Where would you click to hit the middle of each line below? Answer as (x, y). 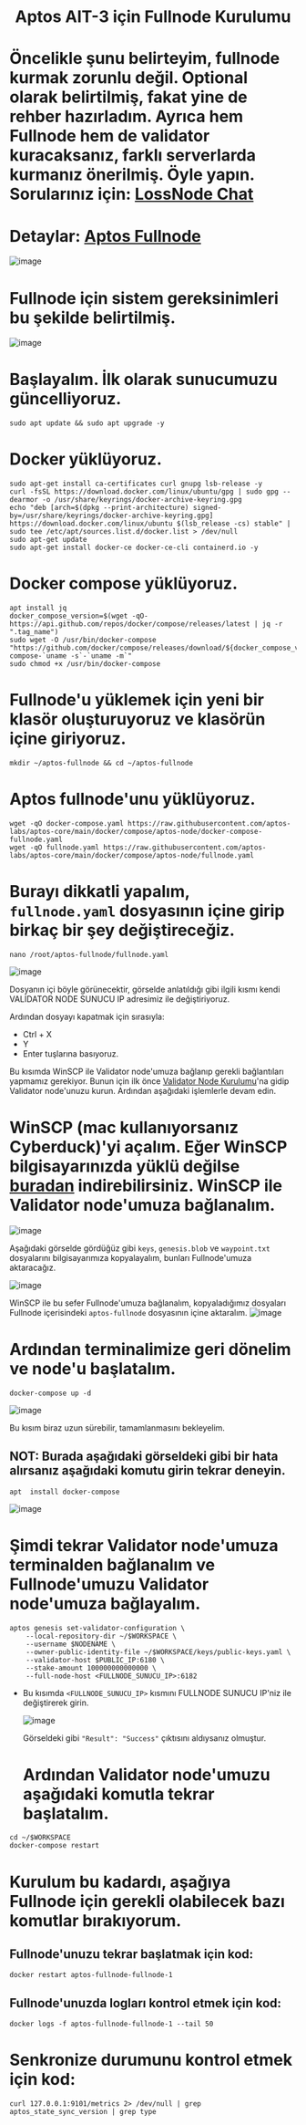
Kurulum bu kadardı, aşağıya (120, 1882)
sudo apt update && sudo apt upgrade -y (87, 423)
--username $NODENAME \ (71, 1644)
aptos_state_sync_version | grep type (83, 2112)
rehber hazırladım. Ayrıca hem (127, 117)
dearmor (24, 500)
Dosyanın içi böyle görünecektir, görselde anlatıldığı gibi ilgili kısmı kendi (145, 989)
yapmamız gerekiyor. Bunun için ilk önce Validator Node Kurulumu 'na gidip (149, 1081)
